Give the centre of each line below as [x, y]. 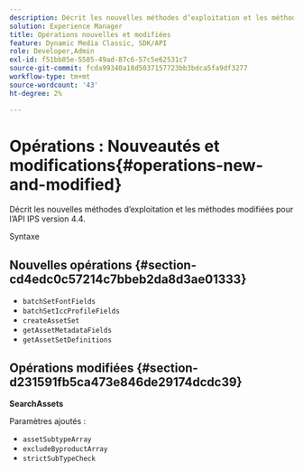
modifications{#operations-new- [136, 165]
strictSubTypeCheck [59, 459]
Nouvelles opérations [71, 264]
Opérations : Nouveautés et [115, 146]
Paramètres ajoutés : [48, 421]
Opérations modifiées [72, 368]
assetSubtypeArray [57, 439]
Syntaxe [25, 237]
